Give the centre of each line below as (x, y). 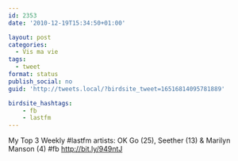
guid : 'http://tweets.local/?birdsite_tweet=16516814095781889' (117, 89)
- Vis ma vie (37, 52)
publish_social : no (40, 81)
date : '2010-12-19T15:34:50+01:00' (67, 23)
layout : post (30, 37)
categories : (28, 44)
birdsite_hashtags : (40, 103)
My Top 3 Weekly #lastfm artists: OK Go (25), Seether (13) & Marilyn (119, 140)
